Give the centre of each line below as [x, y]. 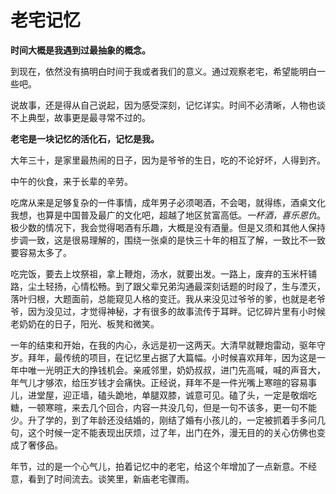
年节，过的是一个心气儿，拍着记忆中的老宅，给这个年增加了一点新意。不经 [163, 466]
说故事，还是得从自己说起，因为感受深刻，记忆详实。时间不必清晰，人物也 [163, 105]
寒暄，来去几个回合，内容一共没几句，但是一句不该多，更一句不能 [180, 407]
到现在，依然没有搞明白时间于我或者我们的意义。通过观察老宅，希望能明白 [163, 71]
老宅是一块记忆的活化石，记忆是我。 [85, 138]
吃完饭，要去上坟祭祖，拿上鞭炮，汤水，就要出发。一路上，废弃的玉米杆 [159, 273]
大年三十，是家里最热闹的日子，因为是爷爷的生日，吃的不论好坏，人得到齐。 [168, 160]
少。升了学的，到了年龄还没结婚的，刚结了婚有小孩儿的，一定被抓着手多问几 [168, 420]
